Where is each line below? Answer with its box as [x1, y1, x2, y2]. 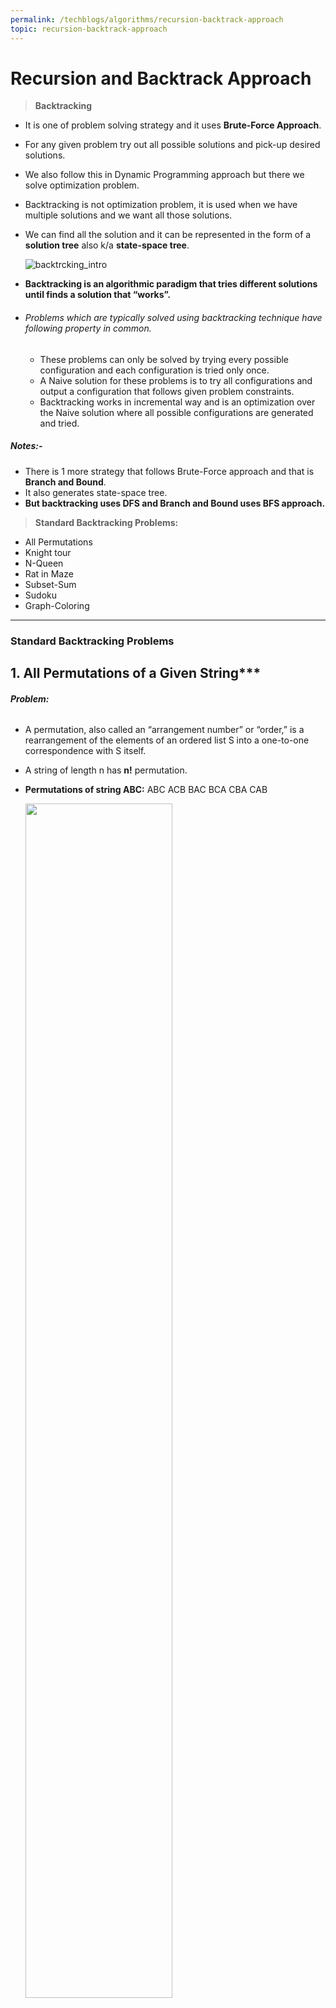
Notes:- [10, 440, 43, 452]
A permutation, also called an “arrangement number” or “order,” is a [24, 724, 305, 736]
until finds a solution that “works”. [24, 289, 171, 301]
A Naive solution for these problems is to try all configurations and [39, 374, 313, 386]
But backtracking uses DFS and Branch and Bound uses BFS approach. [24, 497, 326, 509]
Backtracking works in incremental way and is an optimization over [39, 396, 316, 408]
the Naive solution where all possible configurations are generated [39, 406, 314, 418]
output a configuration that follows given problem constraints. [39, 385, 295, 397]
